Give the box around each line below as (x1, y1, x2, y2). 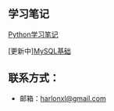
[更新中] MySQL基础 (8, 46, 72, 55)
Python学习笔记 (8, 30, 59, 39)
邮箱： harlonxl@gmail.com (19, 93, 107, 103)
